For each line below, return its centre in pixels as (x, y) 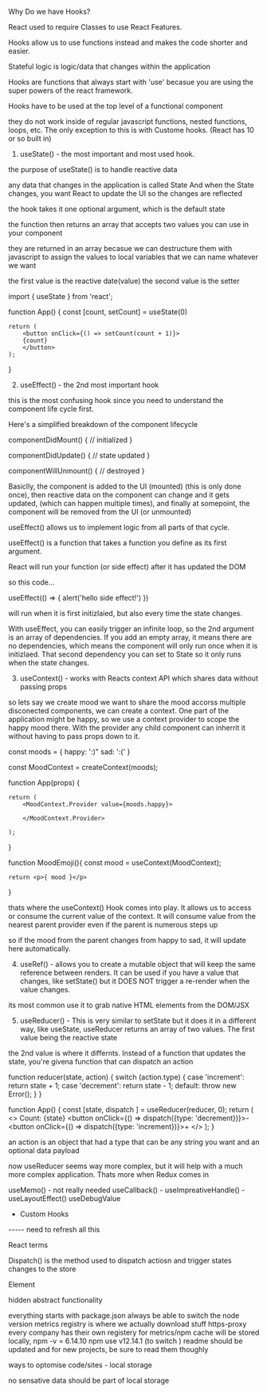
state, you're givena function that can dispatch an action (101, 1062)
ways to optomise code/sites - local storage (80, 1365)
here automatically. (39, 948)
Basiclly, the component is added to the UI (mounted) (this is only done (125, 486)
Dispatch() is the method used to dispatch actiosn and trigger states (120, 1260)
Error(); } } (25, 1094)
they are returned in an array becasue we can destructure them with (120, 248)
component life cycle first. (51, 409)
